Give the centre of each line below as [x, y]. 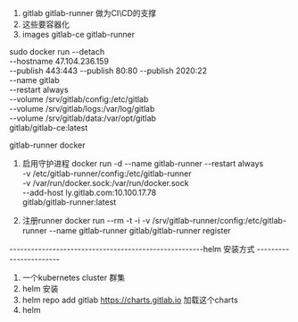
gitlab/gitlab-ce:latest [49, 127]
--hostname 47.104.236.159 [59, 61]
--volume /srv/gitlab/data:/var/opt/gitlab [83, 118]
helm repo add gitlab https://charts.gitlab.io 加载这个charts [130, 300]
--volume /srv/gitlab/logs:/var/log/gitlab [82, 109]
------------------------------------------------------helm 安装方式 [132, 249]
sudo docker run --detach [57, 51]
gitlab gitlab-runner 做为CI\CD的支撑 [89, 13]
